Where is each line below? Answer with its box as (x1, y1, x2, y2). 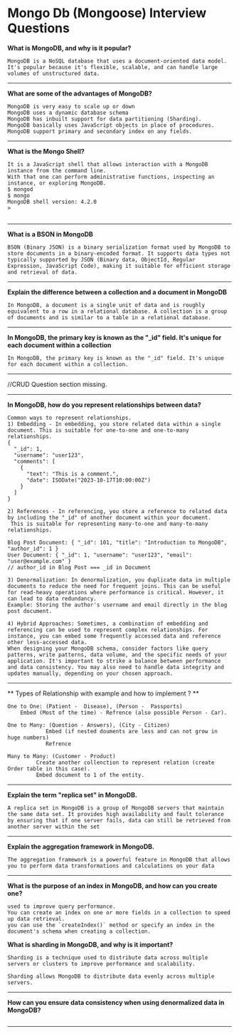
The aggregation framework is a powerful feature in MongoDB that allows (7, 856, 231, 863)
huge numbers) (7, 734, 50, 741)
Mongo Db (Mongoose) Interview (7, 5, 207, 21)
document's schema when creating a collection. (7, 928, 152, 935)
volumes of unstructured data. (7, 70, 100, 77)
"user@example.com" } (7, 557, 72, 564)
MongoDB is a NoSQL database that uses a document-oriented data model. (7, 57, 228, 65)
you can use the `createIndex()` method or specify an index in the (7, 921, 215, 929)
